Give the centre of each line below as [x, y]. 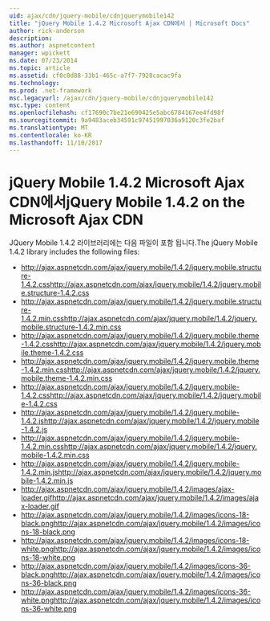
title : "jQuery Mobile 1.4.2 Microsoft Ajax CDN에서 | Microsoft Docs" [130, 23]
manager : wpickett [40, 53]
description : [31, 38]
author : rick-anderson [47, 31]
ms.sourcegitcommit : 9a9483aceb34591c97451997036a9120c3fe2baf [117, 121]
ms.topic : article [40, 68]
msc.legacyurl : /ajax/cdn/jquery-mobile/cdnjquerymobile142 [112, 98]
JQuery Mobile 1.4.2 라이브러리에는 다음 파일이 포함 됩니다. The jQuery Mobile [134, 243]
